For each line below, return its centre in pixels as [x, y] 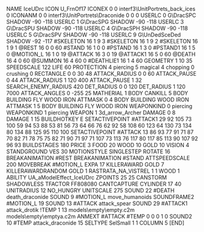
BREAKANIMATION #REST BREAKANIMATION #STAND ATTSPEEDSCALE [98, 158]
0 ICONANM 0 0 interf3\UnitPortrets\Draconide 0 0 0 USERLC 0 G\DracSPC [101, 15]
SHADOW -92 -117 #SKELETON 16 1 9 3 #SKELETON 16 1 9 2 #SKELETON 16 [102, 41]
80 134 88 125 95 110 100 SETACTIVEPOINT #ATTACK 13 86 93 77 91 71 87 [100, 132]
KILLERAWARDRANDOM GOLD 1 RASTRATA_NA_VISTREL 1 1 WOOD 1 [93, 171]
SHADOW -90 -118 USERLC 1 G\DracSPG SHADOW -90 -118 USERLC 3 [95, 22]
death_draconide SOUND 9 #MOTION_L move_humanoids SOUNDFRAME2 [100, 197]
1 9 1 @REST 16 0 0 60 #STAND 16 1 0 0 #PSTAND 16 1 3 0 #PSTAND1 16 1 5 [101, 48]
